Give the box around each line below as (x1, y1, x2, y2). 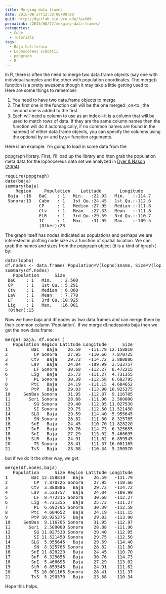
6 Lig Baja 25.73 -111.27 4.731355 (5, 372, 133, 377)
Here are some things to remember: (5, 87, 78, 93)
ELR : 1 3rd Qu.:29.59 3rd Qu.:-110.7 (39, 213, 152, 219)
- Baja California (9, 44, 48, 49)
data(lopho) (5, 258, 34, 264)
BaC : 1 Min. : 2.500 (7, 277, 79, 283)
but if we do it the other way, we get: (5, 455, 80, 462)
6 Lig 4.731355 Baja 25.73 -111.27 (5, 500, 133, 505)
